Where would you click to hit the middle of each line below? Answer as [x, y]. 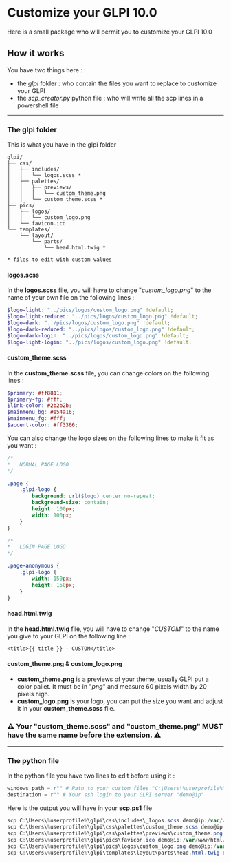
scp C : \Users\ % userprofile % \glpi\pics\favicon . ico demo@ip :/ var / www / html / [117, 840]
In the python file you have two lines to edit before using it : [91, 776]
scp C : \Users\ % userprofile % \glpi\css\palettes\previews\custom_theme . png [115, 833]
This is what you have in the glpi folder [62, 145]
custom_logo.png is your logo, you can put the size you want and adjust [120, 701]
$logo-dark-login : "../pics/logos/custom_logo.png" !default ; [98, 335]
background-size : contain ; [70, 503]
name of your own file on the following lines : [71, 298]
